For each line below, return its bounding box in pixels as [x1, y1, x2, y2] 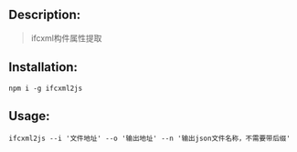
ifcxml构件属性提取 [30, 32, 102, 44]
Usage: [8, 108, 51, 124]
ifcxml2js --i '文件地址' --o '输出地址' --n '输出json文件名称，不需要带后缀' [8, 134, 292, 144]
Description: [8, 7, 81, 23]
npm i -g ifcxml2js [8, 84, 83, 93]
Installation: [8, 59, 79, 76]
